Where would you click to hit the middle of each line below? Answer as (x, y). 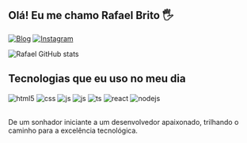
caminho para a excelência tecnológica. (73, 130)
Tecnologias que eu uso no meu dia (97, 79)
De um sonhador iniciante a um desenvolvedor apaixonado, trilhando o (123, 122)
